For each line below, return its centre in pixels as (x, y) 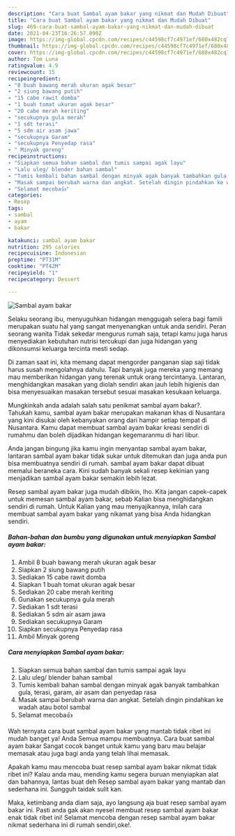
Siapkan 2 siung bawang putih (61, 569)
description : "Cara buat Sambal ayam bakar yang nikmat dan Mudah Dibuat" (119, 14)
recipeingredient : (35, 79)
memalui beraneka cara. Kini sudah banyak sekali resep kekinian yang (109, 470)
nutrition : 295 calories (44, 247)
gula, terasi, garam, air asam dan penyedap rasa (87, 692)
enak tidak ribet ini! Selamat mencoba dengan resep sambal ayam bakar (112, 817)
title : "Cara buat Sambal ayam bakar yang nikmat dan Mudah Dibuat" (109, 20)
